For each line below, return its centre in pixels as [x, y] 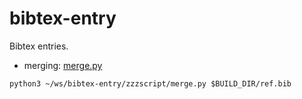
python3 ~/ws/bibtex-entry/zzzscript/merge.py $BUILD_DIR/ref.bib [150, 83]
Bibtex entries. [39, 46]
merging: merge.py [63, 65]
